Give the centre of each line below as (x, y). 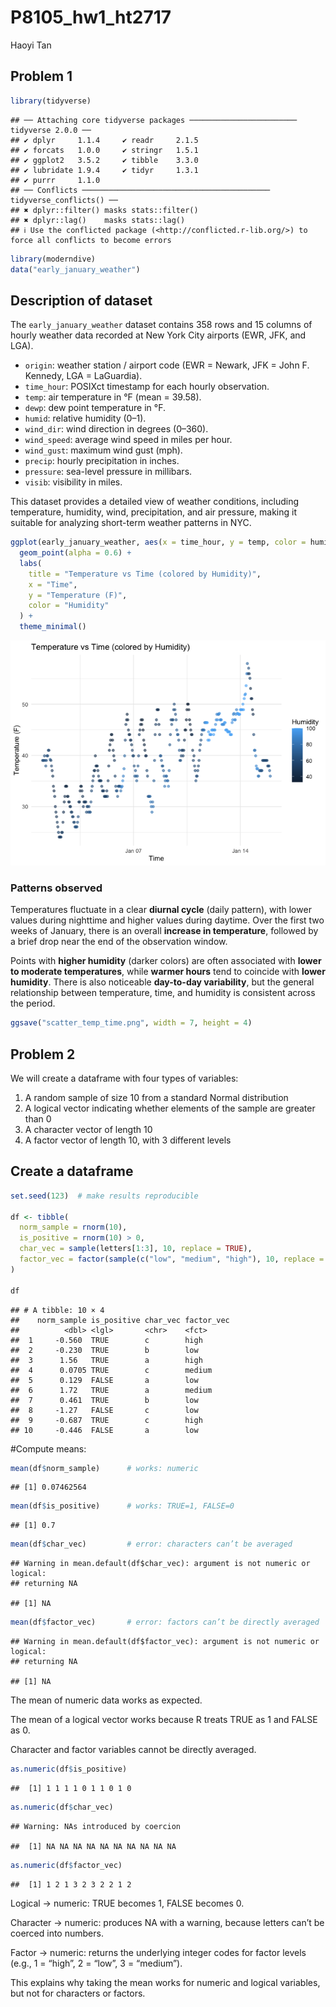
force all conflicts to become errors (91, 240)
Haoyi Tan (31, 45)
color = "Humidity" (69, 606)
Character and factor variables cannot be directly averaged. (133, 1750)
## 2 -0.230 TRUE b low (104, 1350)
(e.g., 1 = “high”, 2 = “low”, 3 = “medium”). (96, 1963)
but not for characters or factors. (78, 1993)
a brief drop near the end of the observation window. (119, 942)
